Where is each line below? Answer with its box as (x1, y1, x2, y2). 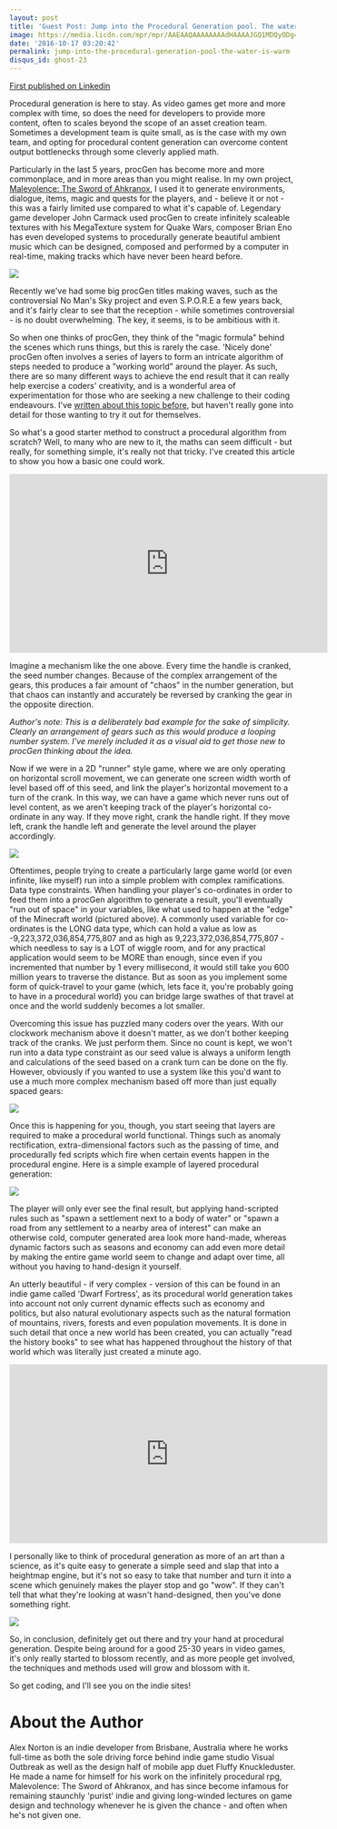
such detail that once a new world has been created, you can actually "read (9, 1327, 292, 1337)
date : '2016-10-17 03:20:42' (9, 38, 120, 48)
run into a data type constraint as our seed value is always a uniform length (9, 1047, 292, 1058)
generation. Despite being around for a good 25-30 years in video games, (9, 1644, 286, 1654)
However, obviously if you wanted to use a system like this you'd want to (9, 1067, 282, 1077)
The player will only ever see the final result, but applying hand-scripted (9, 1203, 279, 1214)
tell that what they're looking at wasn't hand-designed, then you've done (9, 1589, 282, 1600)
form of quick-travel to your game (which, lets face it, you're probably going (9, 981, 293, 991)
